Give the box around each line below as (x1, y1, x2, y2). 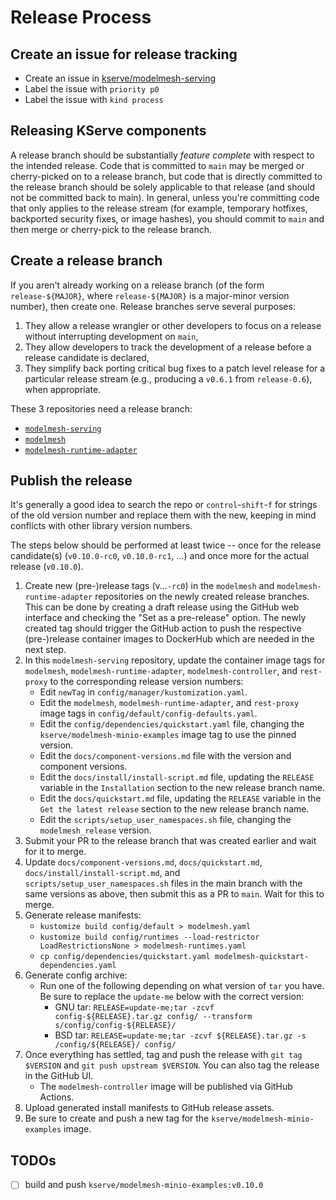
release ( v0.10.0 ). (10, 561, 84, 573)
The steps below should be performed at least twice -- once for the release (10, 539, 322, 551)
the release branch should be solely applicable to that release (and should (10, 181, 316, 193)
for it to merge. (24, 846, 87, 858)
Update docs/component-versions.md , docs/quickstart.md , (24, 856, 263, 868)
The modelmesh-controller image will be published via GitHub (39, 1081, 293, 1093)
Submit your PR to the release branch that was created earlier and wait (24, 835, 317, 847)
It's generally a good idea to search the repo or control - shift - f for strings (10, 499, 318, 511)
